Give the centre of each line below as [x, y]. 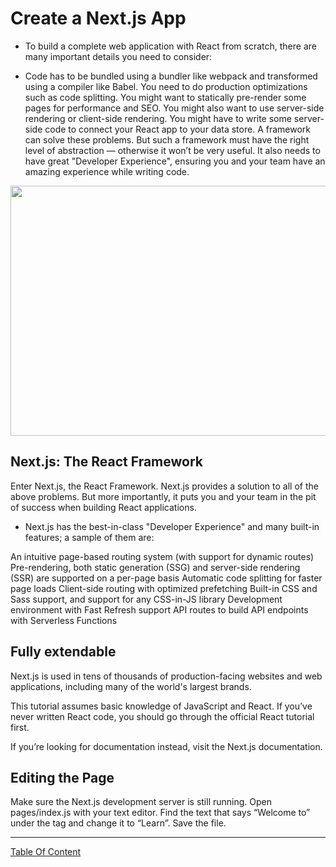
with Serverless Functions [64, 620]
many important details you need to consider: [118, 56]
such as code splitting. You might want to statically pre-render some [165, 97]
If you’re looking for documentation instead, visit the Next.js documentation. [166, 746]
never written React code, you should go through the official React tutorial [162, 716]
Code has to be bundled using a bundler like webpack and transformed [171, 76]
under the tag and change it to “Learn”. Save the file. [118, 823]
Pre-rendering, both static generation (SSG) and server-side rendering [155, 567]
